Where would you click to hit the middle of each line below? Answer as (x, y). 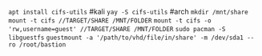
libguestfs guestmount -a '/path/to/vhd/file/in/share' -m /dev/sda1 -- (131, 38)
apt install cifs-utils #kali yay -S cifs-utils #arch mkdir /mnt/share (128, 12)
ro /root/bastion (37, 45)
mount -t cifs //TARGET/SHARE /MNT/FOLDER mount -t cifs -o (110, 21)
